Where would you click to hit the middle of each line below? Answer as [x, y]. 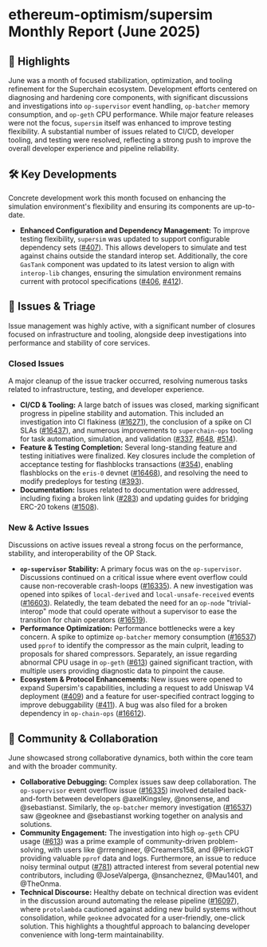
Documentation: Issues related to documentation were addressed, [130, 489]
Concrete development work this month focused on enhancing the [117, 198]
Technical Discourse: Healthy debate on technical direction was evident [139, 893]
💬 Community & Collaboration [83, 739]
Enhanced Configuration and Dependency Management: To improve [135, 230]
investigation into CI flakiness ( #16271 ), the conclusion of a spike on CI [135, 422]
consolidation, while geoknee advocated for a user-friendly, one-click [132, 918]
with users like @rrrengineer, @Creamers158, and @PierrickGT [151, 850]
